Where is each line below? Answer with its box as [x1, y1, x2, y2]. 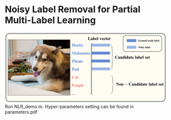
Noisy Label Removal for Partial [5, 4, 141, 15]
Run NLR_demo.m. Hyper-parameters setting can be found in [5, 104, 134, 110]
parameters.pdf [5, 109, 38, 115]
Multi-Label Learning [5, 14, 96, 26]
